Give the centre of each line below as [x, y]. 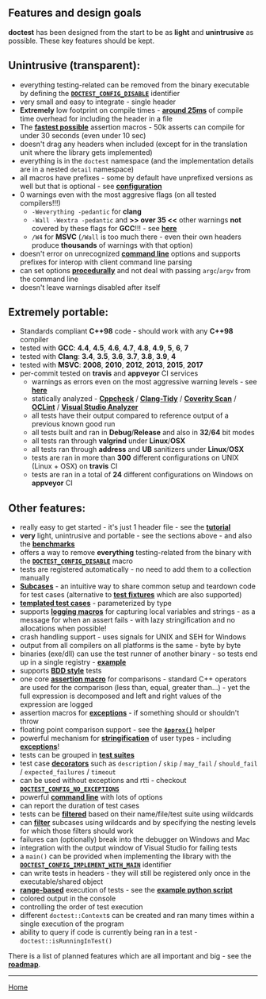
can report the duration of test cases [80, 806]
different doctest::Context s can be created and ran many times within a [137, 916]
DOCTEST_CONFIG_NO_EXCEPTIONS [70, 789]
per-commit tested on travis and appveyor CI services [109, 373]
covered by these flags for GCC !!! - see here [104, 228]
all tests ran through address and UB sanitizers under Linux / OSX [137, 449]
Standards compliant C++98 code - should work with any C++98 [126, 331]
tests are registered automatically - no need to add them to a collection [135, 569]
